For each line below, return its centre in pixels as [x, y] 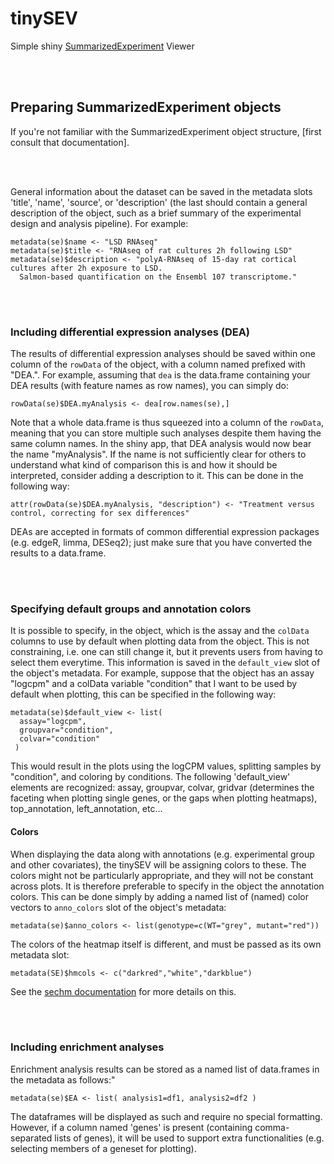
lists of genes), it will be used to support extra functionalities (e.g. [189, 1138]
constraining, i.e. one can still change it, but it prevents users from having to [166, 652]
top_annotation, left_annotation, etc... [86, 809]
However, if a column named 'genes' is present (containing [131, 1127]
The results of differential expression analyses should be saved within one [163, 354]
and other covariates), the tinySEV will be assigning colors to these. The [158, 864]
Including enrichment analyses [87, 1047]
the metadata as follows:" [63, 1079]
